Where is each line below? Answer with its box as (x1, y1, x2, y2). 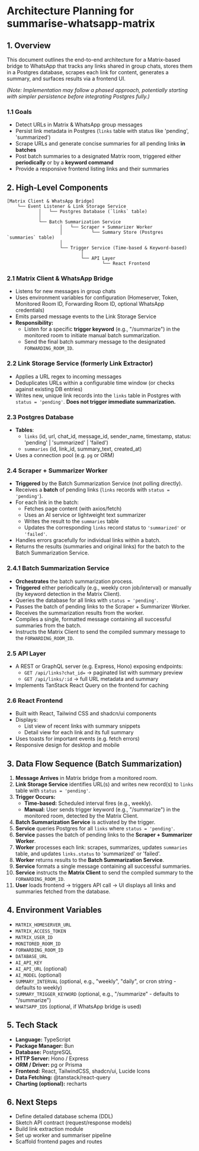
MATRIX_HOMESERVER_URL (15, 922, 72, 928)
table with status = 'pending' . (15, 787, 91, 794)
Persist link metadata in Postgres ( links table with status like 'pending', (15, 128, 189, 135)
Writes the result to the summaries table (24, 518, 119, 525)
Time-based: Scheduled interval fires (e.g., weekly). (24, 800, 153, 807)
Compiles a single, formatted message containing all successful (15, 616, 171, 623)
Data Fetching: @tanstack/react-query (15, 1073, 111, 1081)
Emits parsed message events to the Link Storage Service (15, 313, 156, 320)
